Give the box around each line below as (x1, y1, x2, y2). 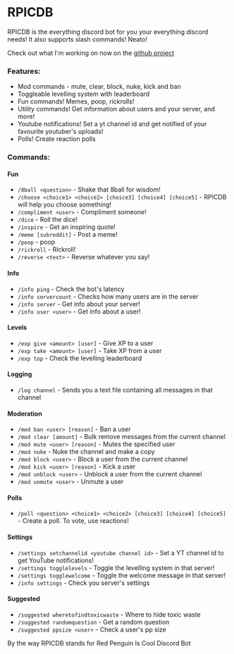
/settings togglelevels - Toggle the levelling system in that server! (17, 563, 215, 572)
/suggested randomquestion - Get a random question (17, 617, 170, 626)
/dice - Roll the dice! (17, 216, 78, 224)
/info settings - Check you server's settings (17, 579, 150, 587)
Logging (7, 370, 32, 378)
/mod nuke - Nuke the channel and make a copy (17, 448, 155, 456)
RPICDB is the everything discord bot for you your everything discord (7, 27, 209, 36)
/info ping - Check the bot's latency (17, 285, 125, 293)
